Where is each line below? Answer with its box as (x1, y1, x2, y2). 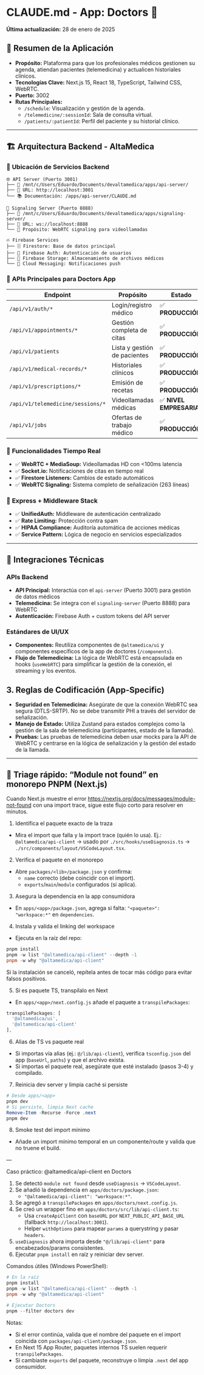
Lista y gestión (111, 343, 154, 352)
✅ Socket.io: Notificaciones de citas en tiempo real (15, 467, 144, 475)
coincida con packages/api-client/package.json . (15, 1337, 138, 1345)
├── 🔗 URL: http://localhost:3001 (6, 187, 94, 193)
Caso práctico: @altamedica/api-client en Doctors (6, 1168, 132, 1175)
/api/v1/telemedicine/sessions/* (9, 400, 106, 407)
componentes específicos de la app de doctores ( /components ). (15, 648, 173, 655)
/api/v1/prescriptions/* (9, 383, 81, 389)
